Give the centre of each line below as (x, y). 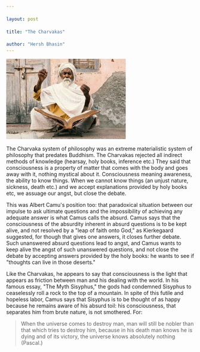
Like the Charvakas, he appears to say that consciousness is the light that (97, 274)
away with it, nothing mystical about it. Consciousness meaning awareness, (99, 174)
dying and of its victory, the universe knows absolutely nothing (98, 336)
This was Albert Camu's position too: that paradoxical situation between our (99, 205)
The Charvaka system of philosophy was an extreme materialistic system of (99, 149)
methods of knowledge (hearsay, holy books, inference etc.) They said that (99, 161)
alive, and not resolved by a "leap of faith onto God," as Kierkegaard (90, 230)
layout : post (22, 19)
